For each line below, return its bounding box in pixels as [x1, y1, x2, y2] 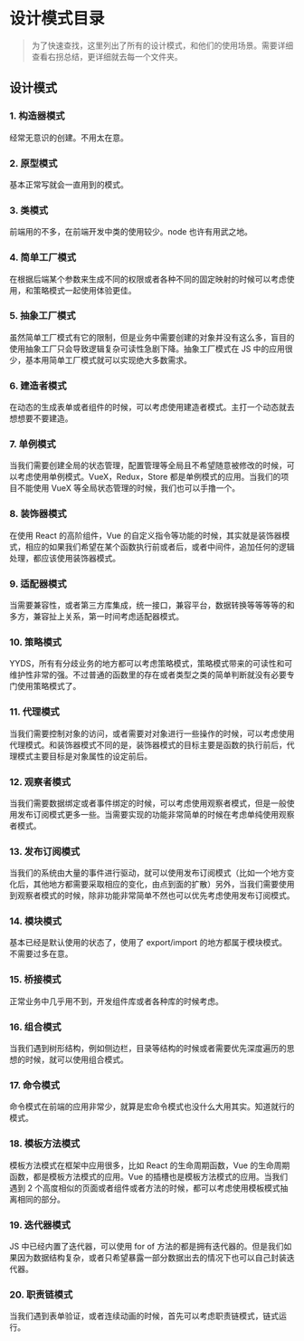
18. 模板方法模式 [9, 1137, 81, 1150]
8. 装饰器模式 [9, 508, 67, 521]
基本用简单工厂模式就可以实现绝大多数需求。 [24, 354, 192, 365]
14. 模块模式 [9, 915, 62, 928]
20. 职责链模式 [9, 1288, 73, 1300]
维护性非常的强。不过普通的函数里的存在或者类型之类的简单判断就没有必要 [9, 669, 287, 680]
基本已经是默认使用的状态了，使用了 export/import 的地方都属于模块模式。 [9, 937, 288, 948]
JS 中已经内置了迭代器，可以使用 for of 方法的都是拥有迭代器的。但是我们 [9, 1240, 284, 1251]
